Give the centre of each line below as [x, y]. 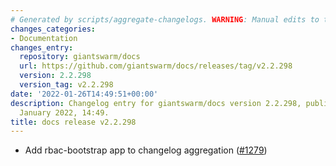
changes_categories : [53, 29]
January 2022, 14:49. [64, 112]
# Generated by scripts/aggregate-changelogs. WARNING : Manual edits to [165, 19]
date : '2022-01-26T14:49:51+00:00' [84, 94]
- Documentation [44, 38]
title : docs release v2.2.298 [73, 122]
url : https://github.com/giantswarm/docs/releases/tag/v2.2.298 [156, 66]
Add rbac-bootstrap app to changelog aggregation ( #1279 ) [146, 150]
